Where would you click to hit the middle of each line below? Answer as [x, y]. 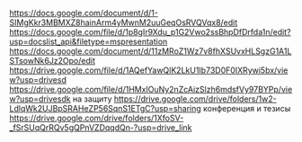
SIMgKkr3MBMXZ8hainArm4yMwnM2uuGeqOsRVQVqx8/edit [124, 22]
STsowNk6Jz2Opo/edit [53, 61]
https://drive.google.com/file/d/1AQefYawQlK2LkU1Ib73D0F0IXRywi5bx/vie [149, 70]
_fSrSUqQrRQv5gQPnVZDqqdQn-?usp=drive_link [101, 128]
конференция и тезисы [247, 108]
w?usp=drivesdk [40, 99]
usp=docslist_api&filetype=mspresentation [89, 41]
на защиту [92, 99]
